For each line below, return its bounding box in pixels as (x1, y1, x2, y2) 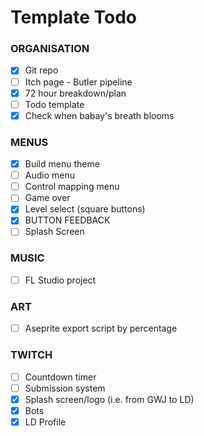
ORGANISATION (10, 42, 90, 56)
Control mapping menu (24, 181, 120, 193)
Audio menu (24, 169, 75, 181)
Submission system (24, 382, 106, 394)
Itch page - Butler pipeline (24, 76, 133, 88)
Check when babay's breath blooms (24, 109, 175, 121)
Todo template (24, 98, 85, 110)
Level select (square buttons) (24, 203, 146, 215)
